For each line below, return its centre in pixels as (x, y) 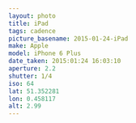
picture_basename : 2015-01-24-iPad (68, 38)
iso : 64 (21, 83)
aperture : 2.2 (32, 69)
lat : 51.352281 (34, 91)
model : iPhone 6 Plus (45, 53)
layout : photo (32, 16)
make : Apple (28, 46)
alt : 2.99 (25, 106)
